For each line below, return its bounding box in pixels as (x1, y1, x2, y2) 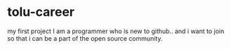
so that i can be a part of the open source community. (7, 34, 163, 42)
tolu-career (7, 4, 75, 20)
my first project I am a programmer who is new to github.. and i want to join (7, 27, 225, 35)
